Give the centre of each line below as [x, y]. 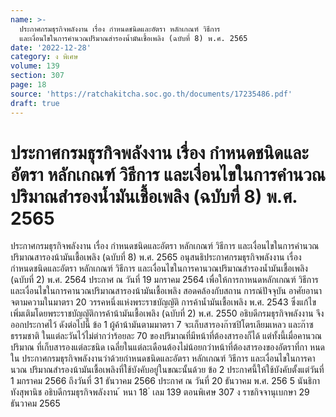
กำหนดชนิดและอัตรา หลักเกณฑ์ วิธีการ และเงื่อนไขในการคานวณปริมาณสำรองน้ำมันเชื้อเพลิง [159, 268]
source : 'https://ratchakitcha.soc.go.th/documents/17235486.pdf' [151, 94]
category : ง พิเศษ [44, 57]
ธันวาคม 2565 [35, 403]
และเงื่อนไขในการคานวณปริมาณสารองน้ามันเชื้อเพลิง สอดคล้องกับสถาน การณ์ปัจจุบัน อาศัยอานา [166, 291]
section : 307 [37, 76]
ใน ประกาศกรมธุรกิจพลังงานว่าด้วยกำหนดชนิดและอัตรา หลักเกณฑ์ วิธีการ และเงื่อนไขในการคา [163, 358]
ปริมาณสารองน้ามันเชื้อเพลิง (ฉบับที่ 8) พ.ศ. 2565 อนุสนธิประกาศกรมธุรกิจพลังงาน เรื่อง [156, 257]
